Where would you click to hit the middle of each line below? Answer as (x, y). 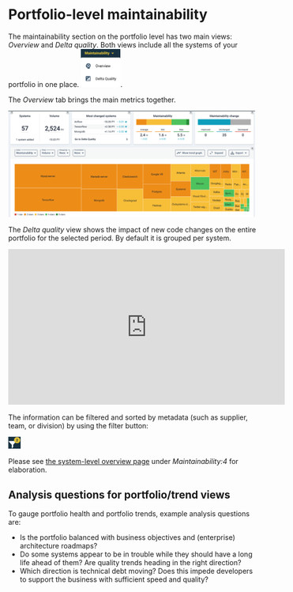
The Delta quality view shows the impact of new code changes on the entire (132, 229)
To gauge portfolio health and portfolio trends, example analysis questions (129, 514)
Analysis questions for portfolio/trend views (119, 494)
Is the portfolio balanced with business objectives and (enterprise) (127, 537)
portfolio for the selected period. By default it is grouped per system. (120, 238)
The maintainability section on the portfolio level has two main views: (120, 36)
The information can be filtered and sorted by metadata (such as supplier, (128, 417)
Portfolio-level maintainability (108, 15)
